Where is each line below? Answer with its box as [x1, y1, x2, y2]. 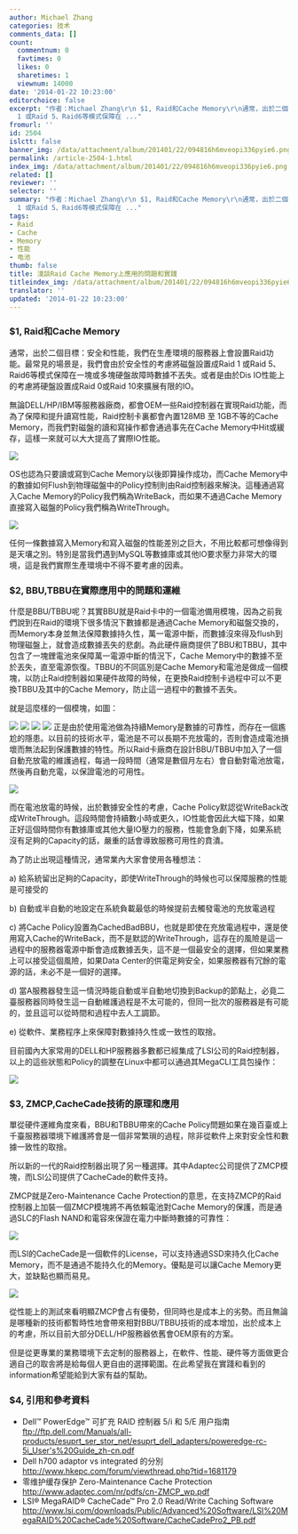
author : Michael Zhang [9, 12, 93, 22]
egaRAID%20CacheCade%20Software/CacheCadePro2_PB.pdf [21, 1514, 256, 1525]
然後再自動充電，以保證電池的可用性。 [9, 766, 149, 777]
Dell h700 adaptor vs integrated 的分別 [21, 1456, 164, 1466]
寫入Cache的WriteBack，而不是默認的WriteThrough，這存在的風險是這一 [16, 933, 284, 943]
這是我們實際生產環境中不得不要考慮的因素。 [24, 560, 188, 570]
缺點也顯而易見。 [32, 1271, 95, 1281]
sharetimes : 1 [17, 71, 69, 80]
